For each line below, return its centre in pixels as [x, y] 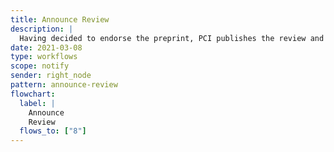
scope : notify [40, 66]
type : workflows [44, 57]
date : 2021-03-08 [46, 47]
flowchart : [33, 94]
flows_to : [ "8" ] [53, 131]
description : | [42, 29]
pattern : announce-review [64, 85]
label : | [37, 103]
